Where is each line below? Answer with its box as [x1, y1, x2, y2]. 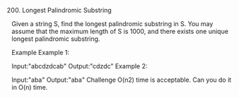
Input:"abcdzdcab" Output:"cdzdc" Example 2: [11, 62, 148, 70]
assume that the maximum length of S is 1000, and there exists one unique [11, 27, 229, 35]
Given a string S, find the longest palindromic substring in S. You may [11, 20, 214, 27]
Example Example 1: [11, 49, 70, 56]
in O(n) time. [11, 83, 48, 91]
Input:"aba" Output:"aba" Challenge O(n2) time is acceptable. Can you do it [11, 75, 232, 84]
